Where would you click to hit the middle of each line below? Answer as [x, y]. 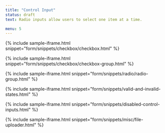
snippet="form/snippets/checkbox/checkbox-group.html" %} [70, 64]
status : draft [20, 15]
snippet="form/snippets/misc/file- [107, 120]
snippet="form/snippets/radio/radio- [110, 74]
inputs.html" [18, 110]
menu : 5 [13, 29]
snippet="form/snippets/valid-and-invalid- [116, 89]
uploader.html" [21, 125]
